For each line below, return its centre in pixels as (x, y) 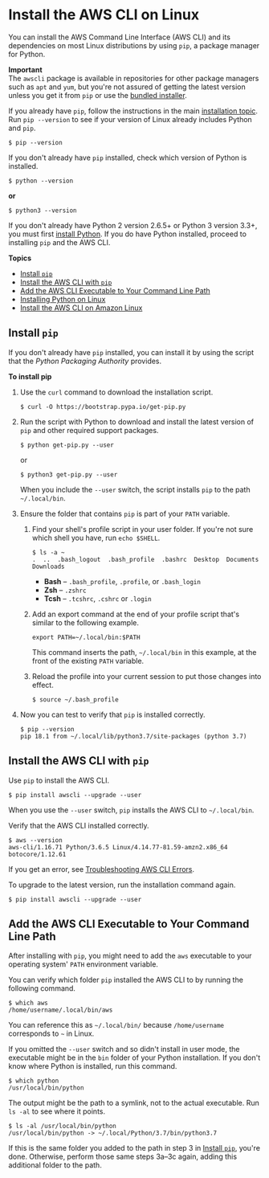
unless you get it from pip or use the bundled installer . (98, 95)
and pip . (22, 128)
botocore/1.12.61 (37, 854)
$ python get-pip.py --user (67, 445)
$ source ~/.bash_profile (75, 699)
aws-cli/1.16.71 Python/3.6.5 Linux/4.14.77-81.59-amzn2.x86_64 (118, 847)
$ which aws (28, 1003)
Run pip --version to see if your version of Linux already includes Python (130, 119)
